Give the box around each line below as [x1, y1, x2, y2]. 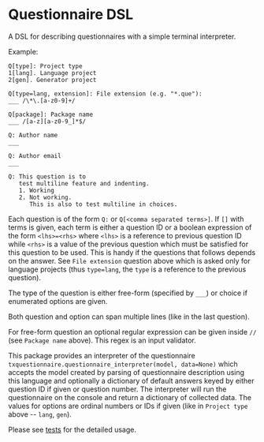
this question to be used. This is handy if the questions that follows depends [8, 247, 256, 257]
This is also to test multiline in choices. [28, 200, 178, 208]
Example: [8, 47, 39, 56]
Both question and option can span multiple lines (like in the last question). [8, 312, 250, 321]
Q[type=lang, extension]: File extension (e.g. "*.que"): [8, 89, 203, 98]
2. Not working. [18, 193, 73, 201]
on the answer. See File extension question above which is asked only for [8, 256, 251, 265]
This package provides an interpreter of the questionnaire [8, 350, 195, 360]
